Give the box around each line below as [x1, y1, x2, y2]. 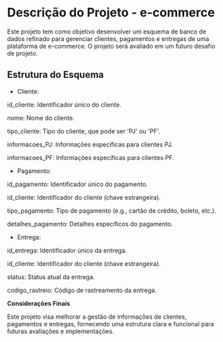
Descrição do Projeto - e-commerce [7, 5, 215, 21]
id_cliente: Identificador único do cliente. [7, 101, 122, 109]
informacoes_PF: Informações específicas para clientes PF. [7, 153, 174, 161]
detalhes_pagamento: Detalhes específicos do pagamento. [7, 220, 173, 228]
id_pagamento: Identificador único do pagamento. [7, 180, 148, 188]
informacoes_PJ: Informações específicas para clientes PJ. [7, 140, 173, 148]
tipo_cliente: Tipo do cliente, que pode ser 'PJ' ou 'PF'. [7, 127, 161, 135]
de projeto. [7, 49, 38, 57]
